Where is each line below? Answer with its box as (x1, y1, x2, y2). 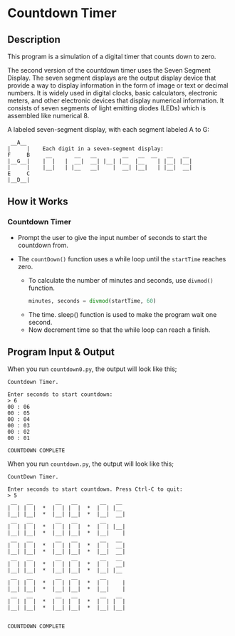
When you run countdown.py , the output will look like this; (7, 459, 174, 468)
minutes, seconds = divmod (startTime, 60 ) (28, 297, 157, 304)
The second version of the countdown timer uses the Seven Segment (7, 66, 211, 74)
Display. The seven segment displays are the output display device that (7, 73, 216, 82)
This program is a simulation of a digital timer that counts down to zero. (7, 52, 216, 61)
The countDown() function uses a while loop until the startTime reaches (17, 254, 226, 263)
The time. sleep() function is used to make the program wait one (28, 310, 217, 318)
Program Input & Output (7, 345, 115, 358)
